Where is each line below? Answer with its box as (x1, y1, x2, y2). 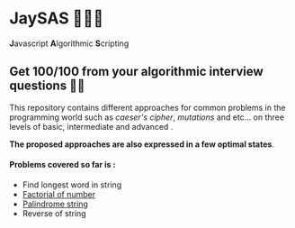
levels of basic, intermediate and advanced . (9, 121, 174, 132)
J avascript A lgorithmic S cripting (9, 38, 130, 49)
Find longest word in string (22, 179, 122, 190)
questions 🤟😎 (9, 78, 85, 94)
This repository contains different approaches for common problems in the (9, 102, 286, 113)
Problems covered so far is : (9, 160, 116, 170)
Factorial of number (22, 188, 96, 199)
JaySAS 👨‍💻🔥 (9, 8, 104, 29)
